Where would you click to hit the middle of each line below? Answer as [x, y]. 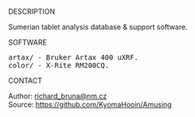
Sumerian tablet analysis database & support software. [98, 27]
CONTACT [25, 80]
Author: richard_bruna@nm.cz [58, 96]
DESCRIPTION [32, 12]
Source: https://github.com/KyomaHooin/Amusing [90, 104]
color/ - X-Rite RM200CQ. [59, 66]
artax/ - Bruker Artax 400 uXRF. [74, 58]
